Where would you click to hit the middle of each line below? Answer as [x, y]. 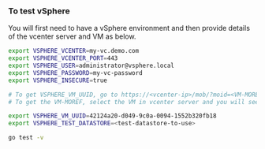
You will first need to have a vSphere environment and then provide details [129, 28]
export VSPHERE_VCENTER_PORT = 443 [63, 58]
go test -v [26, 138]
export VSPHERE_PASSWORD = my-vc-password [76, 73]
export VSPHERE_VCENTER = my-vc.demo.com [74, 51]
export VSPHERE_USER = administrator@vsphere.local [91, 66]
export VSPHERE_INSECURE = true [58, 80]
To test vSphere [39, 11]
